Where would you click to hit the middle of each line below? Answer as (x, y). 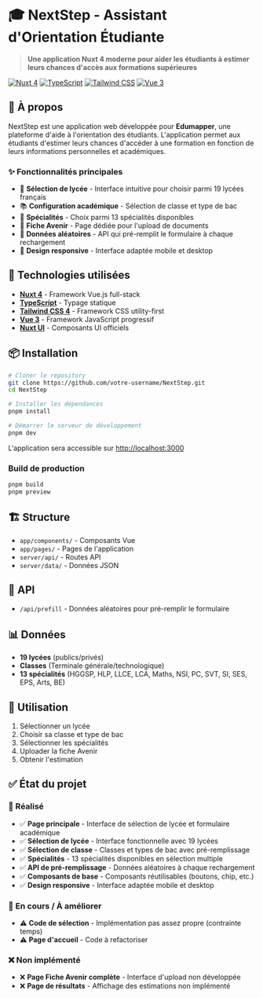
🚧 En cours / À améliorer (55, 906)
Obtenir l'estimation (51, 760)
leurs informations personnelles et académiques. (87, 151)
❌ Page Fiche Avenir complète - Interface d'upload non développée (130, 977)
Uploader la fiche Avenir (58, 751)
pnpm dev (22, 433)
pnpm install (29, 412)
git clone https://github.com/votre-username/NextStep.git (107, 383)
